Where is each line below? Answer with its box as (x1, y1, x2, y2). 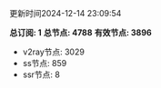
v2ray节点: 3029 (22, 46, 85, 57)
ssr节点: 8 (22, 69, 61, 80)
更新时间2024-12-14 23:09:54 (9, 8, 122, 18)
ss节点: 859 (22, 58, 67, 68)
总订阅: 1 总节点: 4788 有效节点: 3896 (9, 27, 152, 38)
